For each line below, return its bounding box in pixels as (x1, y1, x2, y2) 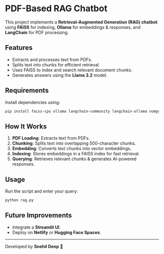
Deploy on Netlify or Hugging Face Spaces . (12, 229, 102, 235)
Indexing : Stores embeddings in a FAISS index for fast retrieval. (12, 151, 140, 157)
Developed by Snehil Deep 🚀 (5, 243, 63, 249)
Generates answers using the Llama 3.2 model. (12, 72, 108, 78)
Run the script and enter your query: (5, 189, 78, 194)
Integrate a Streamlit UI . (12, 224, 61, 230)
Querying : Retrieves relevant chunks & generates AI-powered (12, 156, 137, 162)
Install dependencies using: (5, 99, 61, 105)
